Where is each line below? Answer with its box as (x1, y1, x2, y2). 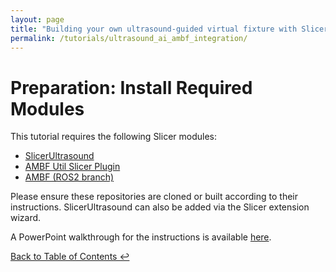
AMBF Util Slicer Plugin (24, 161, 121, 173)
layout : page (10, 14, 65, 25)
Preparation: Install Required (10, 76, 253, 99)
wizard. (10, 212, 42, 224)
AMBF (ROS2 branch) (24, 171, 115, 183)
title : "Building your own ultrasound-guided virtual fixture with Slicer (10, 24, 329, 34)
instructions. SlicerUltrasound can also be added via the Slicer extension (10, 201, 310, 213)
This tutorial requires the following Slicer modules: (10, 131, 217, 143)
